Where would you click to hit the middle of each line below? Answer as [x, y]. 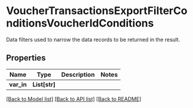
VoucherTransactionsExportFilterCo [97, 11]
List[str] [44, 85]
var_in [18, 85]
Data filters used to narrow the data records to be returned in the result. [93, 39]
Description [78, 75]
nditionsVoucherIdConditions [80, 23]
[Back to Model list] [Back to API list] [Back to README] [74, 99]
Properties [26, 58]
